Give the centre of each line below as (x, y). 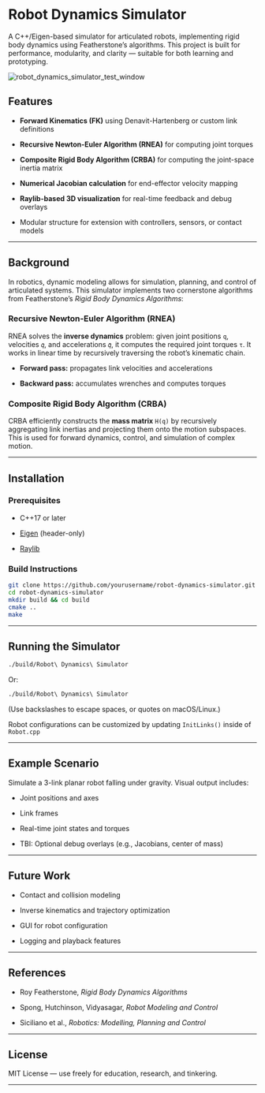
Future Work (39, 876)
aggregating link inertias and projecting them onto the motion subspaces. (127, 429)
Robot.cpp (24, 732)
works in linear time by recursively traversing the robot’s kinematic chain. (127, 353)
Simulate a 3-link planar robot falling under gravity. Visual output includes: (129, 782)
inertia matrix (41, 168)
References (37, 973)
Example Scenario (54, 764)
